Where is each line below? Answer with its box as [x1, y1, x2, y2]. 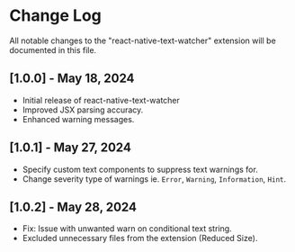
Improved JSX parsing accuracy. [22, 104, 144, 115]
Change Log [9, 5, 102, 26]
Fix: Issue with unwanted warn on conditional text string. [22, 223, 232, 234]
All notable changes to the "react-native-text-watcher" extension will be [9, 35, 276, 46]
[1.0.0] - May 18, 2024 [9, 71, 135, 86]
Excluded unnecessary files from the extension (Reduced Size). [22, 233, 258, 244]
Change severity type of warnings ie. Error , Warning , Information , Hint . [22, 173, 287, 184]
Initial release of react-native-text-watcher [22, 94, 180, 105]
